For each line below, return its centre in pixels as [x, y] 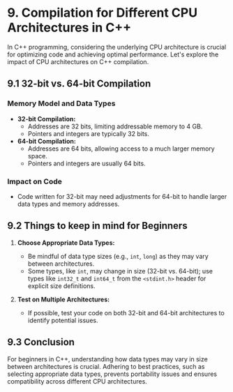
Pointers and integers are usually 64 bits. [87, 163]
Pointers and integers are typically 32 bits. [89, 133]
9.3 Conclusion [41, 342]
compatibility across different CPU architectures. [77, 381]
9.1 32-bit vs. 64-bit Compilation [79, 84]
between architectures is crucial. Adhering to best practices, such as [106, 366]
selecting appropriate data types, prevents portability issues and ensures [112, 374]
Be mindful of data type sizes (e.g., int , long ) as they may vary [118, 256]
